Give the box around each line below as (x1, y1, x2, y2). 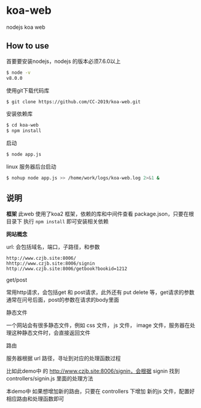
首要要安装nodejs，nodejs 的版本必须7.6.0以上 (6, 58, 121, 65)
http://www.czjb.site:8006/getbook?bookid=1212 (6, 265, 128, 272)
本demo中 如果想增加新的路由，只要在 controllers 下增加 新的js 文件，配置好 (6, 388, 195, 395)
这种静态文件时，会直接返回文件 (11, 329, 91, 336)
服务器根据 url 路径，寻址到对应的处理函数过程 (6, 355, 121, 362)
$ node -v (6, 70, 31, 76)
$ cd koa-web (6, 122, 39, 128)
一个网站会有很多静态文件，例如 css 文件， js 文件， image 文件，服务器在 (6, 322, 190, 329)
